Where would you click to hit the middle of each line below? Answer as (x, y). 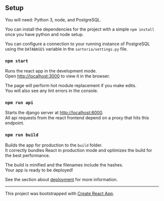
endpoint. (15, 123)
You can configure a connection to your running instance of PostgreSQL (78, 44)
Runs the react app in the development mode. (51, 71)
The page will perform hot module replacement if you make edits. (71, 86)
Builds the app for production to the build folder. (54, 145)
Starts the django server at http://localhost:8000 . (54, 113)
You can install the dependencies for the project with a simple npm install (80, 29)
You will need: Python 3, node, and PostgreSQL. (53, 19)
